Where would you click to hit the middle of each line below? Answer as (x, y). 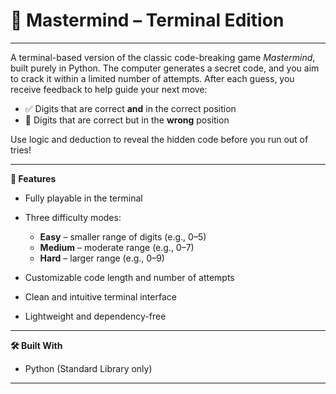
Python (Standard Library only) (88, 368)
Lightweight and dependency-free (95, 316)
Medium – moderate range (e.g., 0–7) (117, 247)
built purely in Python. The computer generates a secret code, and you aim (165, 68)
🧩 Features (33, 178)
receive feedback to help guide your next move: (109, 89)
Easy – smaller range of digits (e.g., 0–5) (123, 236)
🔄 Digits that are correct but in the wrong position (127, 120)
